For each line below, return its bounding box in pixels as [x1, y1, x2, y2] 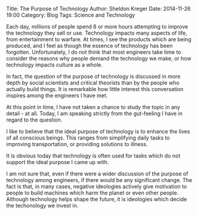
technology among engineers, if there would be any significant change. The [6, 177, 193, 183]
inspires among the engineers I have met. [6, 92, 108, 99]
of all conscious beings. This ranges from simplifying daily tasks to [6, 134, 170, 141]
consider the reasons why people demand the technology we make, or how [6, 55, 192, 62]
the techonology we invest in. [6, 202, 79, 209]
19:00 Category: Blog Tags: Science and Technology [6, 11, 135, 19]
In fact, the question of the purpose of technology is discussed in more [6, 73, 181, 80]
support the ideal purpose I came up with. [6, 159, 109, 165]
